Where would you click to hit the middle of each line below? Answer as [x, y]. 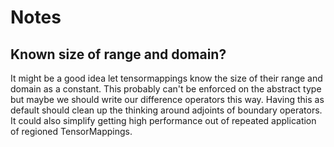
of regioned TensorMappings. [71, 131]
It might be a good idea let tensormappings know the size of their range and [166, 78]
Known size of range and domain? [118, 54]
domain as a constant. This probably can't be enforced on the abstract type [166, 89]
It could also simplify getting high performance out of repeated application [163, 120]
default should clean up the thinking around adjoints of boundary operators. [166, 110]
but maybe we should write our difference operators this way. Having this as [167, 99]
